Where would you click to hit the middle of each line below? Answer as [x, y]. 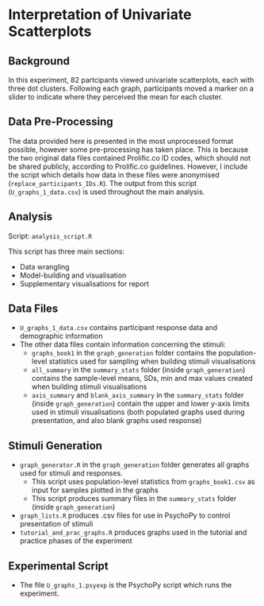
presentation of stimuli [56, 524]
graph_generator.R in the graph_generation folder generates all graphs [134, 465]
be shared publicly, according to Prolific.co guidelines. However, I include [128, 166]
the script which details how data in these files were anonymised [114, 175]
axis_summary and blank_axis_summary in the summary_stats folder [138, 395]
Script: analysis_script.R [50, 235]
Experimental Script [58, 566]
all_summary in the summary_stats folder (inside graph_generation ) [138, 370]
